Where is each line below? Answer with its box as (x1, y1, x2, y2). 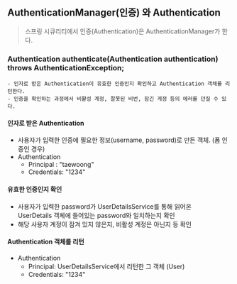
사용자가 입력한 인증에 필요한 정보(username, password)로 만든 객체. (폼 (17, 136, 221, 144)
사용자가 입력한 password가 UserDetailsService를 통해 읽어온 (17, 202, 192, 211)
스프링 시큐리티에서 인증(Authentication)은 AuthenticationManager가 (24, 27, 221, 35)
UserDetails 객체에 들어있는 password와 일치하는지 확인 (17, 211, 175, 219)
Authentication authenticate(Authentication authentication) (7, 54, 219, 64)
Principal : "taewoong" (28, 160, 94, 169)
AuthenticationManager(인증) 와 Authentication (7, 6, 221, 19)
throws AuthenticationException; (7, 62, 125, 72)
